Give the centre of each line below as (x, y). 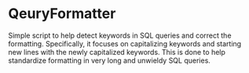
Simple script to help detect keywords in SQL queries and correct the (120, 35)
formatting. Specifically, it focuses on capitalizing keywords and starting (125, 43)
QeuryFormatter (62, 14)
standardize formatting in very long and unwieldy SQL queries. (109, 60)
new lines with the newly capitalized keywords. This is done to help (117, 52)
